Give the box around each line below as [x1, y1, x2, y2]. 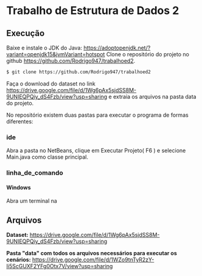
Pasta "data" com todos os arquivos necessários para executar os [6, 250, 178, 257]
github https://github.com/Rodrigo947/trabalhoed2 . [6, 57, 136, 64]
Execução [6, 28, 45, 38]
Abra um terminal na [6, 197, 58, 205]
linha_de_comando [6, 169, 63, 177]
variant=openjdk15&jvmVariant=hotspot [6, 51, 105, 58]
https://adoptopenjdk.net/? [83, 44, 151, 51]
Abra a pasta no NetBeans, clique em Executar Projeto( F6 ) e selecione [6, 147, 186, 154]
